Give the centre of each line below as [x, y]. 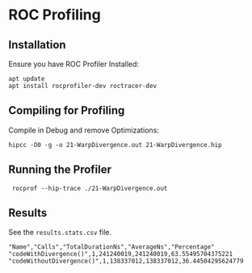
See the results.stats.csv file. [60, 233]
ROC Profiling [55, 15]
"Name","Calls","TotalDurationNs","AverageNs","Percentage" [112, 247]
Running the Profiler [60, 170]
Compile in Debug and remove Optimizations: [84, 130]
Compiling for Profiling [67, 111]
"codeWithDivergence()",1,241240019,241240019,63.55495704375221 [120, 254]
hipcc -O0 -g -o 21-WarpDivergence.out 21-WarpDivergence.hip [115, 145]
